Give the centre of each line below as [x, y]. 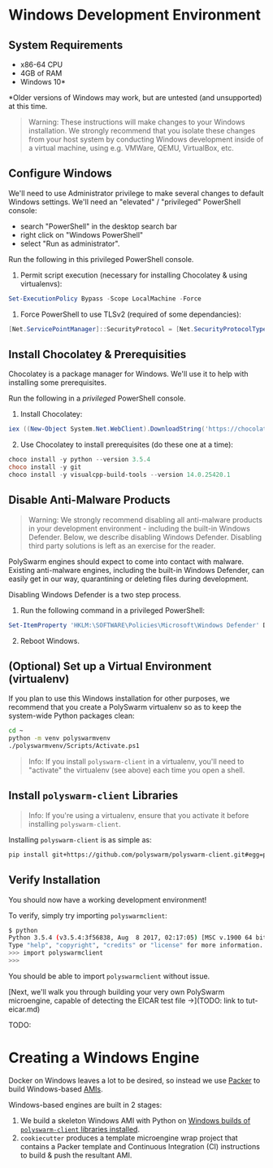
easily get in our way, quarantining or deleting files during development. [129, 579]
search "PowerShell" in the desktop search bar [98, 226]
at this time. [28, 106]
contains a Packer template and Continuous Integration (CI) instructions [140, 1146]
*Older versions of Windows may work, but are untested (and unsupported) [135, 98]
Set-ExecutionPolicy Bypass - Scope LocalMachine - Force [105, 299]
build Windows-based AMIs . [56, 1089]
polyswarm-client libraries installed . [80, 1129]
